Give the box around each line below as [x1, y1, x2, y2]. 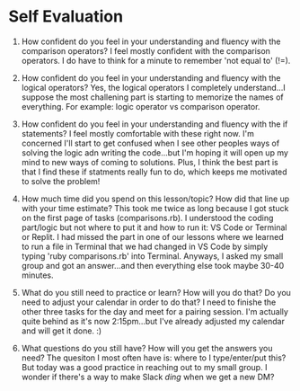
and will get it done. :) [21, 325, 102, 336]
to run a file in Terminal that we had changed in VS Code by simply [21, 241, 269, 252]
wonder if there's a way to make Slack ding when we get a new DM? [21, 371, 275, 382]
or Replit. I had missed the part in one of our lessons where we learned [21, 231, 284, 242]
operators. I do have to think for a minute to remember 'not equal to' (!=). [21, 55, 291, 66]
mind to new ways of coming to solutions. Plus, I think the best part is [21, 156, 279, 167]
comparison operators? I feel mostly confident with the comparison [21, 45, 271, 56]
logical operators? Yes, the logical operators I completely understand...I [21, 82, 286, 93]
